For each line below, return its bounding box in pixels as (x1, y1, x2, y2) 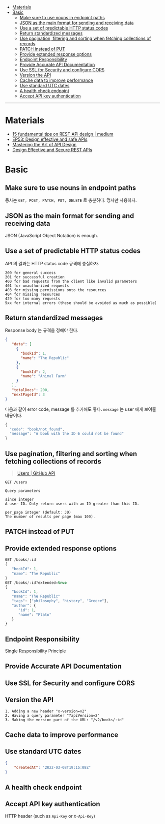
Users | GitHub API (17, 470, 55, 476)
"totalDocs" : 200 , (11, 388, 50, 393)
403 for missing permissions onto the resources (5, 287, 107, 292)
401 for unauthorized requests (5, 283, 69, 288)
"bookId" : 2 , (20, 369, 48, 374)
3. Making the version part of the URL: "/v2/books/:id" (5, 717, 124, 722)
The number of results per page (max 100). (5, 514, 96, 519)
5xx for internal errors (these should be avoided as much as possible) (5, 300, 157, 305)
